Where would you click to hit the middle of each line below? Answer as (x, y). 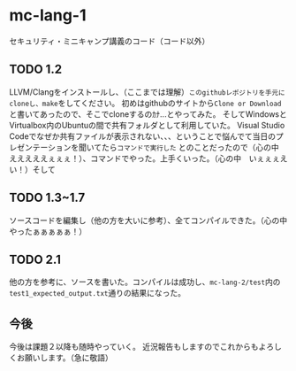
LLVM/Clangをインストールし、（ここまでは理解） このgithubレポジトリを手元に (147, 92)
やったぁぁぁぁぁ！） (48, 231)
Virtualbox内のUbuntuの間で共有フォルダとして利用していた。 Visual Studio (147, 125)
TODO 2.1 (35, 259)
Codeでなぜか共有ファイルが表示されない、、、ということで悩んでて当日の (143, 136)
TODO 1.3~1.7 (47, 198)
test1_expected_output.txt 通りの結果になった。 (97, 293)
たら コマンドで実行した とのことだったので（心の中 (190, 147)
